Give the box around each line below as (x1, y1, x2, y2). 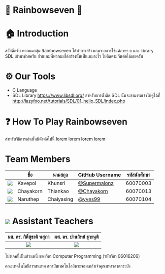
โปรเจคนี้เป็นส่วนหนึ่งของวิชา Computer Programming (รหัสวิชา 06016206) (5, 253, 140, 259)
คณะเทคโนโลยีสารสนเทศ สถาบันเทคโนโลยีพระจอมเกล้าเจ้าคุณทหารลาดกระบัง (5, 263, 131, 269)
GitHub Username (78, 171, 121, 178)
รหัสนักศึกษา (127, 171, 151, 178)
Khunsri (47, 180, 66, 187)
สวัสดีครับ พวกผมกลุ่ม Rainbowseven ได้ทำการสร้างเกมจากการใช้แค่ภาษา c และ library (5, 48, 154, 54)
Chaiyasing (47, 196, 74, 202)
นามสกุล (52, 171, 68, 178)
